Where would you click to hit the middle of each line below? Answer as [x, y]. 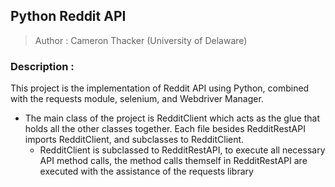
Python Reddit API [68, 16]
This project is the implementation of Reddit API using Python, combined [160, 88]
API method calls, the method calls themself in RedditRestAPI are [173, 161]
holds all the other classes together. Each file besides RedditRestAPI [165, 129]
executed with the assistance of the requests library [146, 171]
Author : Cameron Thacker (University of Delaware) [141, 40]
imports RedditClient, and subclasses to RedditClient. [134, 140]
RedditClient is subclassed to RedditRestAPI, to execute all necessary [182, 150]
